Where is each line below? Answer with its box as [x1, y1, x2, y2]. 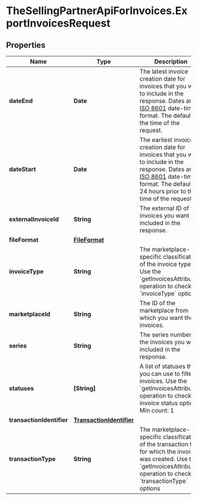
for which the [140, 448, 176, 455]
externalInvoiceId [9, 215, 59, 223]
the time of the [140, 119, 180, 127]
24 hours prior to [140, 187, 186, 195]
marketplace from [140, 306, 189, 314]
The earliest [140, 136, 173, 144]
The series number [140, 331, 192, 339]
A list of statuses [140, 362, 186, 370]
